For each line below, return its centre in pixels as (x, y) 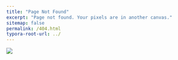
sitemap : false (26, 23)
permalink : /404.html (34, 28)
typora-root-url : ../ (34, 34)
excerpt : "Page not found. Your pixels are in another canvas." (89, 17)
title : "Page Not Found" (38, 12)
